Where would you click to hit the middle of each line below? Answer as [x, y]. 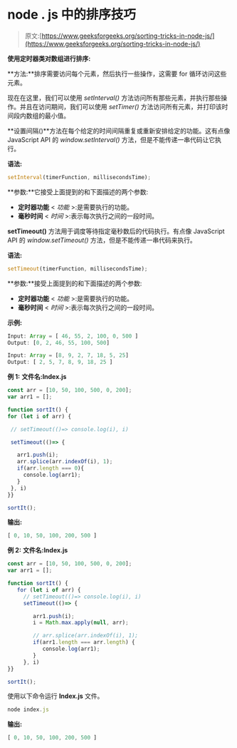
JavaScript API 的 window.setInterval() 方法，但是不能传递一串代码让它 [111, 139]
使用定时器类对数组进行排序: [49, 59]
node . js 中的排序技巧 [72, 15]
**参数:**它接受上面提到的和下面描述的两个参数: [78, 192]
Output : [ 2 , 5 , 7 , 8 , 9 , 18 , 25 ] [60, 362]
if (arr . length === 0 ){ [50, 468]
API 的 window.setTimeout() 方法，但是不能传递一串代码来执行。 [102, 240]
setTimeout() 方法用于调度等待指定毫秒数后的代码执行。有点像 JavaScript [116, 231]
